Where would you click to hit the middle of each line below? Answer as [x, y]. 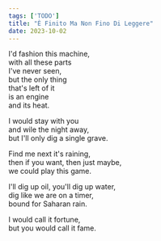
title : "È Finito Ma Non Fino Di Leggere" [81, 23]
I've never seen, [35, 71]
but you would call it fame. [53, 228]
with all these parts [40, 62]
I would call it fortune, [44, 220]
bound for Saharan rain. [48, 204]
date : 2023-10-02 [38, 31]
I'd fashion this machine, [49, 54]
